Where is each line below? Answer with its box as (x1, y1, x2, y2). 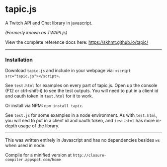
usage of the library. (18, 123, 60, 129)
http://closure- (73, 153, 107, 158)
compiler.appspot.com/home (5, 158, 61, 163)
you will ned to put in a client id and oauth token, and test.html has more (5, 118, 155, 124)
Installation (5, 56, 33, 63)
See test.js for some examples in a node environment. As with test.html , (5, 112, 158, 118)
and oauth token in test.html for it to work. (5, 93, 93, 99)
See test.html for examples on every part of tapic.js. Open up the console (5, 83, 158, 88)
